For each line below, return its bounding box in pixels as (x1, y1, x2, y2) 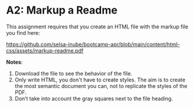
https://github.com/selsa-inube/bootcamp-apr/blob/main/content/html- (6, 41, 180, 48)
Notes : (6, 58, 23, 66)
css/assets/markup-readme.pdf (6, 47, 84, 54)
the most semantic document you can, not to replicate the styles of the (14, 82, 187, 89)
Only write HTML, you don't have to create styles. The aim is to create (14, 76, 186, 83)
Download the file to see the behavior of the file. (14, 70, 132, 77)
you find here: (6, 29, 40, 36)
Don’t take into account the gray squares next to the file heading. (14, 95, 173, 102)
